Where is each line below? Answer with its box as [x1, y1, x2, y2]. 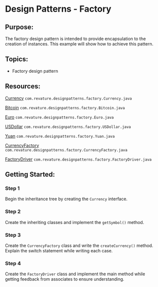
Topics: [5, 55, 28, 63]
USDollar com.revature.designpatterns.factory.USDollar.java [5, 123, 131, 129]
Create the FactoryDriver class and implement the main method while [5, 271, 145, 277]
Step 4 [5, 260, 21, 266]
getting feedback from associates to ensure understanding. [5, 276, 124, 282]
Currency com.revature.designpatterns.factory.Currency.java [5, 95, 132, 101]
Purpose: [5, 23, 34, 31]
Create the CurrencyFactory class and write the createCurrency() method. [5, 243, 154, 248]
